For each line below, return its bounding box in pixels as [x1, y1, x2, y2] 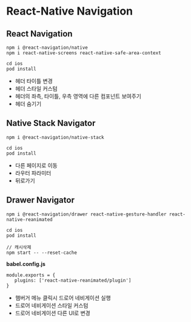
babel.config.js [6, 260, 45, 267]
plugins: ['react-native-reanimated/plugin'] [14, 277, 132, 284]
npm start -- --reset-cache [6, 250, 78, 256]
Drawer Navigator [6, 195, 75, 205]
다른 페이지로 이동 [15, 161, 58, 169]
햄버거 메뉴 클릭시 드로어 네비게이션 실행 [15, 294, 111, 301]
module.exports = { [6, 272, 56, 278]
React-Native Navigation [6, 4, 133, 18]
